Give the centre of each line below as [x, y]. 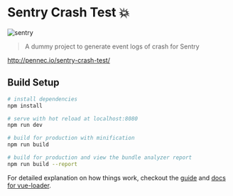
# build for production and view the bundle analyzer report [100, 158]
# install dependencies [43, 99]
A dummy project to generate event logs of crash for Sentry [112, 46]
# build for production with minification [71, 138]
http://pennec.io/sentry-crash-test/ [59, 60]
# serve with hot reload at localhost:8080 [73, 118]
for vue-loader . [29, 185]
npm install [25, 105]
